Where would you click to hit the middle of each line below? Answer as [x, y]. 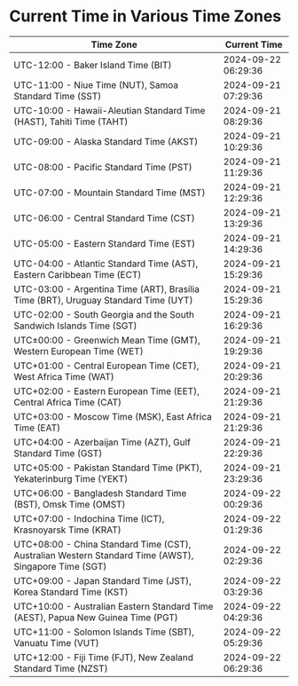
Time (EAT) [37, 428]
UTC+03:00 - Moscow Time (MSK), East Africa [113, 416]
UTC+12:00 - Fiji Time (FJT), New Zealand [103, 657]
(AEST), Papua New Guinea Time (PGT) [96, 617]
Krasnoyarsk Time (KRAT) [67, 530]
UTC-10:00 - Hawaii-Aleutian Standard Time [110, 110]
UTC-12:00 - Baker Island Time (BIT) [93, 65]
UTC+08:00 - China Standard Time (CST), [102, 544]
